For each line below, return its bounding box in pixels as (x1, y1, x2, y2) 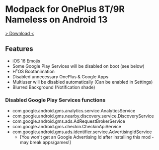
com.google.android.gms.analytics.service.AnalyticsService (12, 108, 136, 114)
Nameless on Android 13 (5, 14, 108, 25)
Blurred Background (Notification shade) (12, 84, 95, 90)
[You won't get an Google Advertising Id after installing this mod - (19, 134, 154, 140)
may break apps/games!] (19, 140, 71, 146)
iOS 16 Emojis (12, 58, 41, 64)
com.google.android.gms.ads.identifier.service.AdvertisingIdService (12, 129, 152, 135)
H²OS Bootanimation (12, 68, 55, 74)
